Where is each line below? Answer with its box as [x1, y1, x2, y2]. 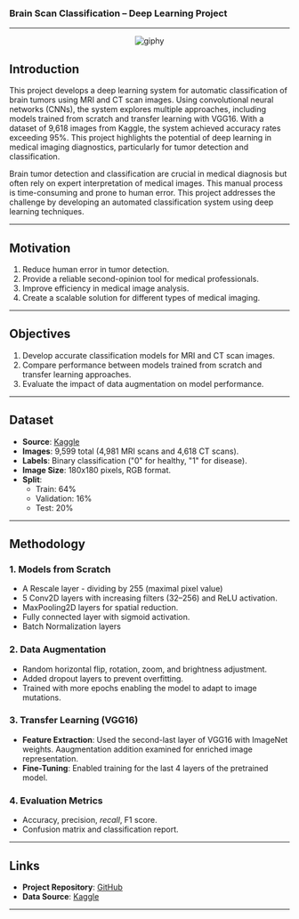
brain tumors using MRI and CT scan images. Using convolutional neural [9, 94, 274, 105]
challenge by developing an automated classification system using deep [9, 197, 274, 207]
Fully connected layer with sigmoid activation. [21, 612, 190, 623]
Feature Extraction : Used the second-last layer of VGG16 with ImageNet [21, 734, 288, 745]
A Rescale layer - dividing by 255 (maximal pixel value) [21, 584, 223, 594]
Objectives [9, 326, 71, 342]
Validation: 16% [35, 493, 93, 504]
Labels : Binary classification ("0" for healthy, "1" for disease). [21, 455, 247, 465]
